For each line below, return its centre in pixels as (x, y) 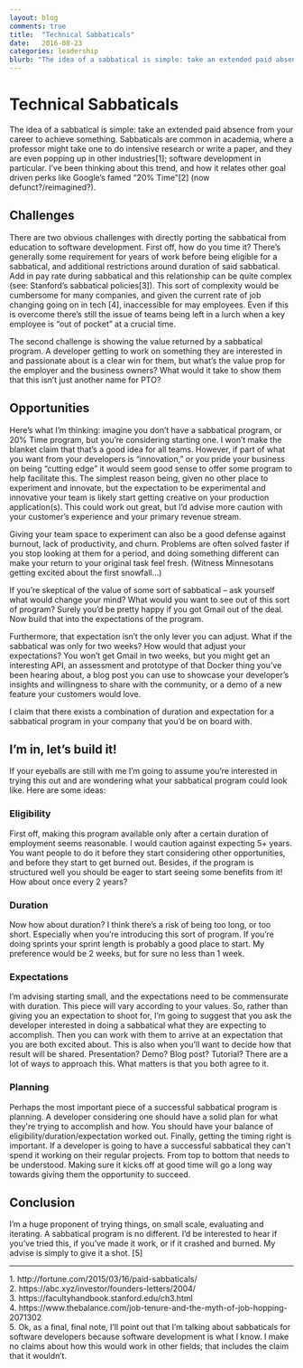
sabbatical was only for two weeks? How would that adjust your (128, 646)
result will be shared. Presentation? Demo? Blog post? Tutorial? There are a (149, 1054)
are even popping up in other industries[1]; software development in (135, 158)
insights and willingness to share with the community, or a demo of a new (146, 684)
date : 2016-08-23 (46, 43)
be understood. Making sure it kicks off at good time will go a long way (141, 1165)
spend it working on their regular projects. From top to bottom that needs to (150, 1155)
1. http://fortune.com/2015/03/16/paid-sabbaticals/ (103, 1279)
